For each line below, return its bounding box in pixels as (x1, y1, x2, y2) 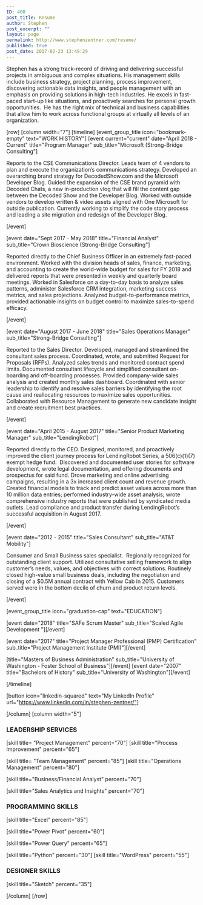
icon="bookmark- (142, 128, 187, 135)
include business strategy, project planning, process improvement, (6, 78, 173, 85)
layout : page (6, 32, 39, 38)
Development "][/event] (6, 625, 65, 633)
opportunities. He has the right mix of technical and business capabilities (6, 104, 190, 111)
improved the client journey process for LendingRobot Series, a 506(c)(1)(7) (6, 452, 195, 459)
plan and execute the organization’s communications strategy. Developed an (6, 166, 197, 173)
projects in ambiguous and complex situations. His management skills (6, 71, 181, 79)
